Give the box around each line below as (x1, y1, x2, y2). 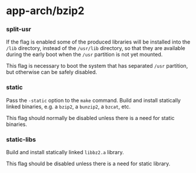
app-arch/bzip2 (6, 4, 85, 18)
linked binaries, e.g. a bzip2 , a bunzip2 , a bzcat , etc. (6, 103, 131, 110)
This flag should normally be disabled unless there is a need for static (6, 114, 175, 121)
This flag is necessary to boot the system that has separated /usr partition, (6, 62, 188, 69)
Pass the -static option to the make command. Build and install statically (6, 97, 181, 104)
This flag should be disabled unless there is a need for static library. (6, 160, 171, 167)
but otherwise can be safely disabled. (6, 69, 97, 76)
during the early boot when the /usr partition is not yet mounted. (6, 51, 163, 58)
